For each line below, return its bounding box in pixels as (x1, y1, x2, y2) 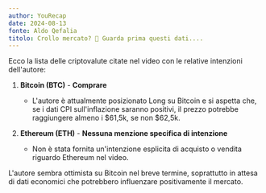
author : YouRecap (8, 11, 67, 20)
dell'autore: (8, 65, 46, 75)
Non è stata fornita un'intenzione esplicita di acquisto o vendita (31, 144, 242, 154)
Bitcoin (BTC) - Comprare (19, 80, 107, 90)
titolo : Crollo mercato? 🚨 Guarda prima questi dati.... (8, 34, 204, 43)
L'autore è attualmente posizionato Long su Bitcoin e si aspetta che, (31, 96, 257, 105)
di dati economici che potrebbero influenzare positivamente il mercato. (8, 177, 243, 187)
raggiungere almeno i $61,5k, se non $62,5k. (31, 113, 181, 123)
